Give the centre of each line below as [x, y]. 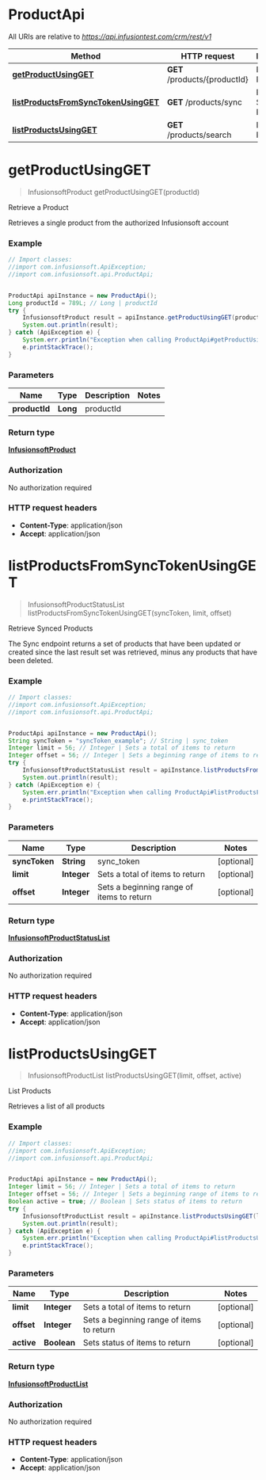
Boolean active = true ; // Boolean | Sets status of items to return [125, 1202]
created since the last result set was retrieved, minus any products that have [133, 652]
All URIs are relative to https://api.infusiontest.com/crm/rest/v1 [110, 36]
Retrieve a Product [38, 207]
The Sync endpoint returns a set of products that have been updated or [125, 643]
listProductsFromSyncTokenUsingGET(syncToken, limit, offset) [129, 612]
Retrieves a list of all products [57, 1106]
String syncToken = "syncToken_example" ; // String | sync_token [118, 741]
